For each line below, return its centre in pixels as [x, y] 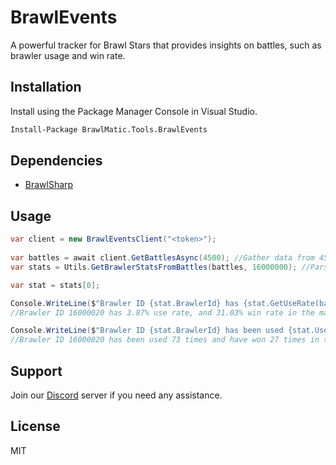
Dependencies [56, 161]
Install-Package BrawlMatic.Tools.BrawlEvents [109, 129]
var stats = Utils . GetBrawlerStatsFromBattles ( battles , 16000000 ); [154, 267]
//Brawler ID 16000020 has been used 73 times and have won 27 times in [165, 340]
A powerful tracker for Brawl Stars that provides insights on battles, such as [166, 45]
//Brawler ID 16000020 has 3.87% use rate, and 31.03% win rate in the [162, 312]
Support [36, 371]
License [35, 426]
